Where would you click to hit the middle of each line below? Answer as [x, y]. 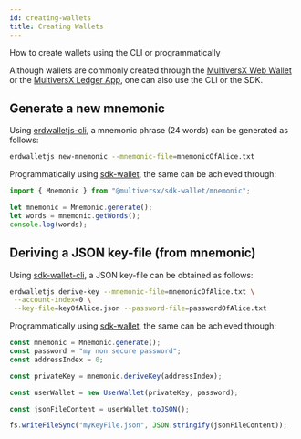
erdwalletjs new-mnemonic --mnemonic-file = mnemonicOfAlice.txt [132, 157]
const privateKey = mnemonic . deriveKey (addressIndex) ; [116, 376]
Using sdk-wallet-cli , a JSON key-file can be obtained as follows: [131, 275]
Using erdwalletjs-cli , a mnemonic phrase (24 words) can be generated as [149, 131]
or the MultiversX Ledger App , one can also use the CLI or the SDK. [136, 79]
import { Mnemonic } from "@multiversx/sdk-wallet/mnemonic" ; [130, 191]
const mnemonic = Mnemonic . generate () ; [85, 343]
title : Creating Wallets [57, 26]
